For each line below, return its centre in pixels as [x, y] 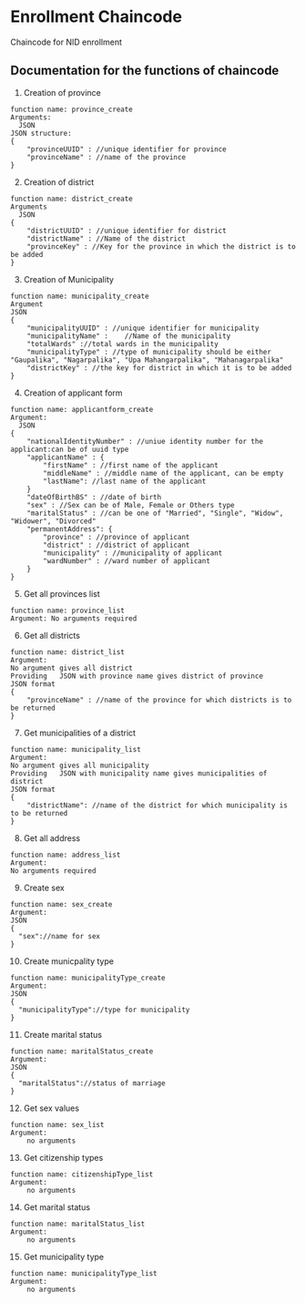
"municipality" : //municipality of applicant [133, 553]
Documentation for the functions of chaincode [145, 71]
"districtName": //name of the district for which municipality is [157, 805]
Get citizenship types [63, 1157]
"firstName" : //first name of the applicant [131, 465]
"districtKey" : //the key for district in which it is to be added [159, 368]
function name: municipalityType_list [84, 1273]
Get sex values [51, 1108]
